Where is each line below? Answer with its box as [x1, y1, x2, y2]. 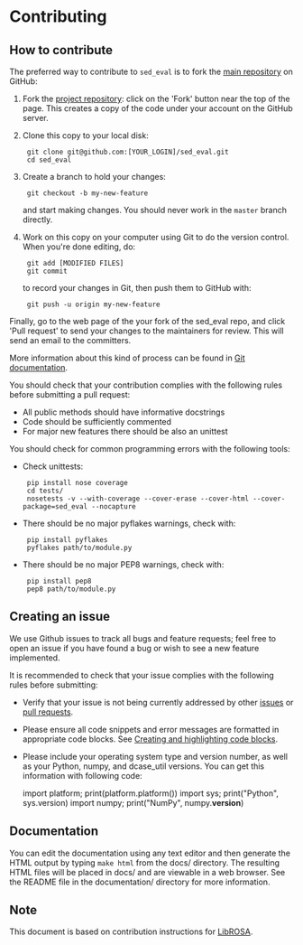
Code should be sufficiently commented [22, 416, 172, 426]
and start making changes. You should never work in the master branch [22, 205, 287, 215]
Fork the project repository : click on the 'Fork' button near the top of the [22, 93, 290, 104]
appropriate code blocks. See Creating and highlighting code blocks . [22, 734, 279, 744]
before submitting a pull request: [9, 389, 131, 399]
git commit [26, 267, 68, 276]
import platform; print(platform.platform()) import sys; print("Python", [22, 788, 280, 799]
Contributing [9, 6, 107, 27]
